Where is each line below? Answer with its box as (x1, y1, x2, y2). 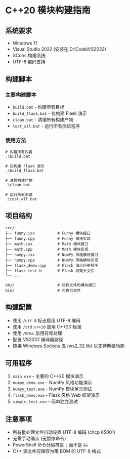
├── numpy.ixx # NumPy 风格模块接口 (5, 252, 99, 257)
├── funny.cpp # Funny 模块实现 (5, 236, 91, 241)
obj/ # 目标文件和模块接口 (5, 282, 96, 287)
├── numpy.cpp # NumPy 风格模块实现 (5, 258, 99, 263)
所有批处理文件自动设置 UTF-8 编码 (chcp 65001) (12, 429, 115, 435)
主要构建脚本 (5, 92, 37, 99)
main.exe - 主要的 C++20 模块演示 (12, 373, 83, 380)
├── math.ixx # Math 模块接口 (5, 241, 89, 246)
